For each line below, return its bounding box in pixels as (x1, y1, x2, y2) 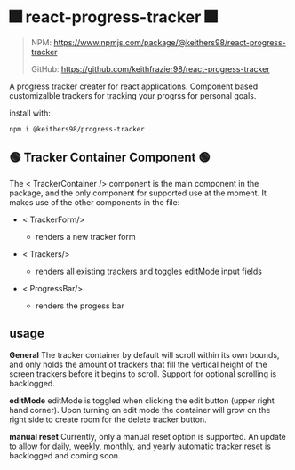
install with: (9, 108, 52, 118)
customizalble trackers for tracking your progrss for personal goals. (9, 90, 257, 100)
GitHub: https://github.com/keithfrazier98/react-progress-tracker (30, 63, 270, 74)
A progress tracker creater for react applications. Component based (9, 81, 259, 92)
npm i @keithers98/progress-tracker (9, 124, 145, 133)
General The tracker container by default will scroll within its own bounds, (9, 349, 280, 360)
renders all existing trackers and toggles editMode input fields (35, 266, 262, 276)
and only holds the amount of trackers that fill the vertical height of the (9, 359, 268, 370)
